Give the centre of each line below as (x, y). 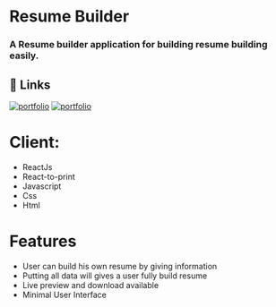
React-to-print (49, 176)
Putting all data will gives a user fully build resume (115, 276)
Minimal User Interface (65, 294)
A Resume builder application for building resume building (138, 45)
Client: (34, 143)
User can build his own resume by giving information (120, 266)
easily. (24, 55)
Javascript (42, 186)
